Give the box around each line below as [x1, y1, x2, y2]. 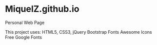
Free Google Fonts [5, 34, 42, 40]
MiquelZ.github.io [5, 3, 79, 15]
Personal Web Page [5, 20, 45, 25]
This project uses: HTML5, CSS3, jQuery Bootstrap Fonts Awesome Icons [5, 29, 152, 35]
